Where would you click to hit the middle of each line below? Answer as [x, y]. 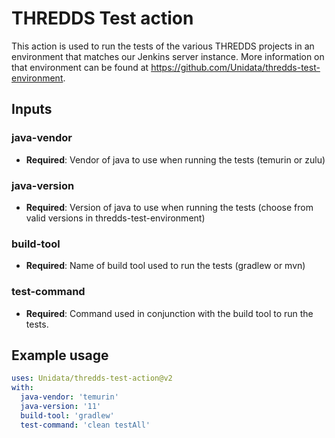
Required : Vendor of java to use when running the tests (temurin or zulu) [175, 159]
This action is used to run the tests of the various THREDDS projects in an [163, 46]
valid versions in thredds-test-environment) [115, 218]
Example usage [60, 355]
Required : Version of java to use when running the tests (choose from [169, 207]
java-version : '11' [61, 406]
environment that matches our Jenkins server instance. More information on [168, 56]
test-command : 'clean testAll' [85, 425]
